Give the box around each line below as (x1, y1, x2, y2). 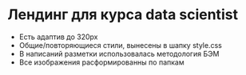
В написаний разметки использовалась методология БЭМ (18, 49, 220, 58)
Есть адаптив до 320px (18, 32, 98, 41)
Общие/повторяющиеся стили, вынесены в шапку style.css (18, 40, 223, 49)
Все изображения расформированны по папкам (18, 57, 184, 67)
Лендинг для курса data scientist (7, 6, 239, 24)
